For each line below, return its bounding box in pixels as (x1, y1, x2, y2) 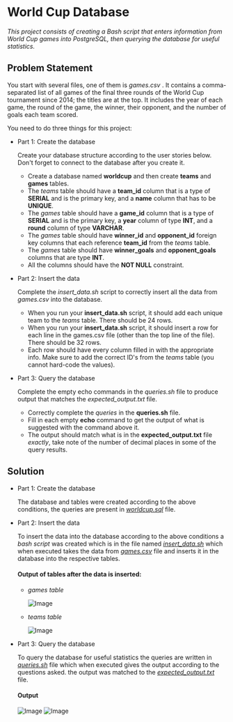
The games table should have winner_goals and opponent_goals (27, 245, 216, 254)
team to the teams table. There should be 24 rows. (27, 316, 173, 324)
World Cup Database (7, 4, 130, 20)
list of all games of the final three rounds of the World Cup (38, 88, 204, 96)
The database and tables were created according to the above (17, 498, 196, 506)
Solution (7, 466, 45, 477)
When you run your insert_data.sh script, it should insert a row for (27, 323, 218, 332)
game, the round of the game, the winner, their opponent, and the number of (7, 102, 227, 112)
